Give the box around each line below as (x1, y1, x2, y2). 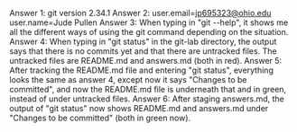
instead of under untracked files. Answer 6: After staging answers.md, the (9, 93, 284, 104)
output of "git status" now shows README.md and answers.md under (9, 103, 269, 113)
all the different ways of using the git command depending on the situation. (9, 27, 289, 37)
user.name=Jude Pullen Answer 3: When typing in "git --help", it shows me (9, 17, 289, 28)
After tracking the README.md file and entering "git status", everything (9, 65, 274, 75)
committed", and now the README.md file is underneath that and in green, (9, 84, 287, 94)
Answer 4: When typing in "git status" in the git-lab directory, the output (9, 36, 277, 47)
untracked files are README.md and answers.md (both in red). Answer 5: (9, 56, 283, 66)
